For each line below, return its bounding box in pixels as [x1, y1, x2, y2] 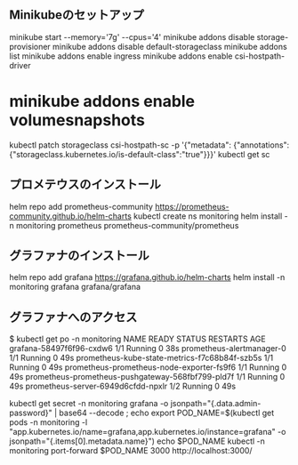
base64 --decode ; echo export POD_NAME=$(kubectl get [59, 407, 275, 419]
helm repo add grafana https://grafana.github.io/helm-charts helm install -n [9, 272, 286, 283]
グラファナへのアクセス [9, 309, 138, 325]
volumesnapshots [9, 110, 145, 130]
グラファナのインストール [9, 247, 149, 263]
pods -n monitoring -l [9, 417, 88, 428]
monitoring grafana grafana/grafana [9, 282, 141, 293]
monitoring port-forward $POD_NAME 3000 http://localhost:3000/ [9, 445, 253, 456]
